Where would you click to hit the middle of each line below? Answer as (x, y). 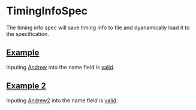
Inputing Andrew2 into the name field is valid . (62, 100)
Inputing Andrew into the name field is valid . (61, 67)
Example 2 (26, 86)
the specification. (28, 33)
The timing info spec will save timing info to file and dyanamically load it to (98, 27)
